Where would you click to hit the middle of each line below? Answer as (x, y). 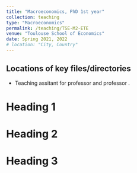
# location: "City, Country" (42, 45)
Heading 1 (31, 107)
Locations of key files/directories (69, 69)
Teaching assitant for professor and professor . (72, 83)
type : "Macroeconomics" (36, 23)
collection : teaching (33, 17)
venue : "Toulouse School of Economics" (55, 34)
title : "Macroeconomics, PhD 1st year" (55, 12)
